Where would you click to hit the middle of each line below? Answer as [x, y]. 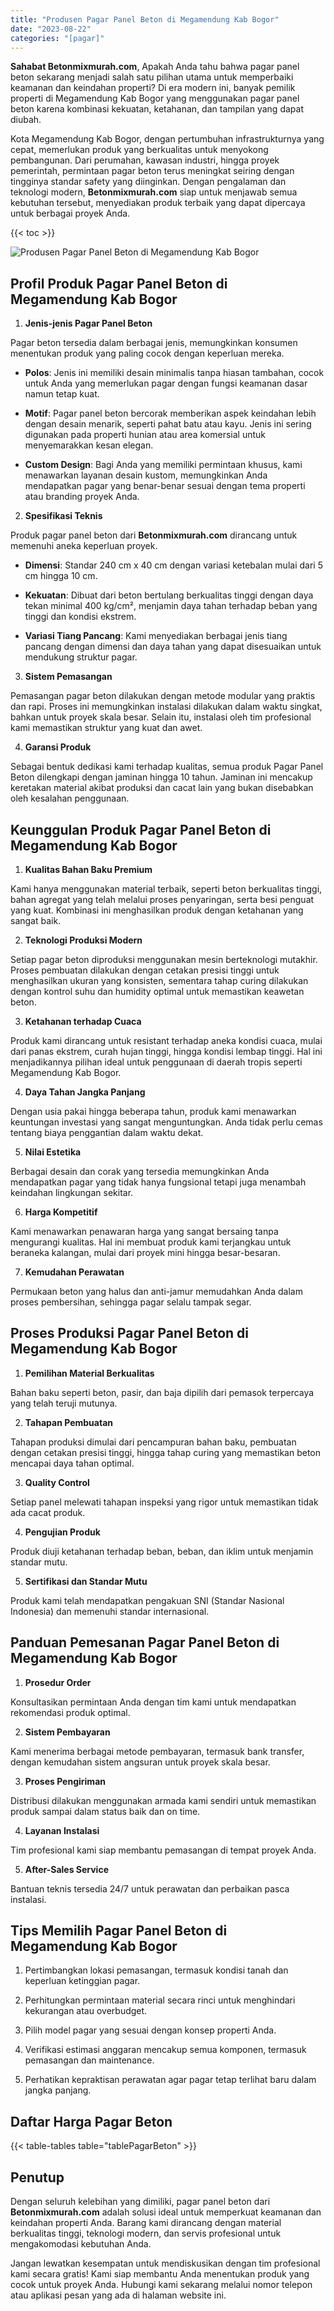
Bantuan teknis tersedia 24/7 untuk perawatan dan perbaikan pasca [150, 1888]
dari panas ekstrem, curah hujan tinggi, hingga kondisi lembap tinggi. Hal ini [166, 1051]
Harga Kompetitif [61, 1212]
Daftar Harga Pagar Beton [91, 2121]
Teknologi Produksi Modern [83, 940]
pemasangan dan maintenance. [89, 2060]
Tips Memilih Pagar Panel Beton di [119, 1931]
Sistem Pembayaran [67, 1732]
